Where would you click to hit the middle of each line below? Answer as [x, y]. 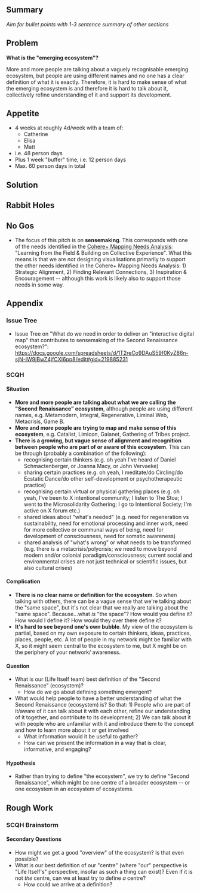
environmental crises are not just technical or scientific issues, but [105, 561]
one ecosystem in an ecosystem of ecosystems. [74, 789]
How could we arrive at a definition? [68, 884]
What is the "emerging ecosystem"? [52, 58]
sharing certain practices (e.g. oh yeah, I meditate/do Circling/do [103, 472]
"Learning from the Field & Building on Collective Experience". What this [103, 253]
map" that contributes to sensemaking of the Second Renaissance [96, 340]
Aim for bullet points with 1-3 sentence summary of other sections [87, 24]
